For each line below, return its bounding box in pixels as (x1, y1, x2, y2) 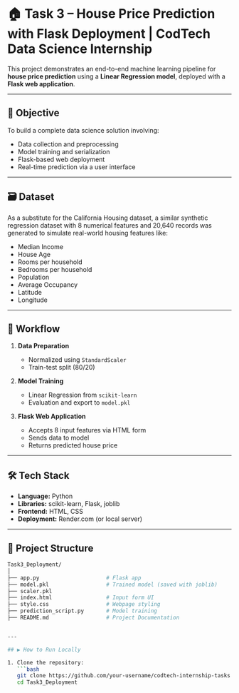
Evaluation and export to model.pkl (28, 398, 131, 407)
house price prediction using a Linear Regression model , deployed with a (7, 72, 225, 81)
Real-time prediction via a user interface (17, 162, 136, 171)
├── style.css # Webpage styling (7, 601, 161, 608)
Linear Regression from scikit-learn (28, 390, 137, 400)
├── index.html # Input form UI (7, 594, 154, 602)
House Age (17, 250, 51, 258)
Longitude (17, 295, 48, 304)
